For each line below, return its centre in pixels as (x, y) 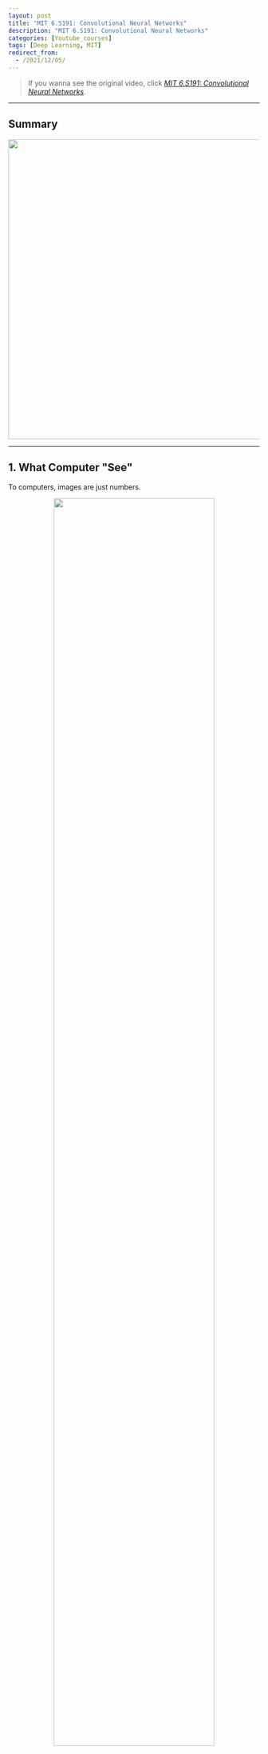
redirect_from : (33, 53)
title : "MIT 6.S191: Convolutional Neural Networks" (98, 23)
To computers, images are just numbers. (75, 487)
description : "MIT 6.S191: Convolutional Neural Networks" (108, 30)
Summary (33, 124)
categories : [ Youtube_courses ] (60, 38)
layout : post (30, 16)
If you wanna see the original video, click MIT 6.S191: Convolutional (138, 83)
